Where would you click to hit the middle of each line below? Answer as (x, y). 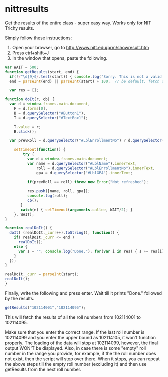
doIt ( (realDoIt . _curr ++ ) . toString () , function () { (65, 233)
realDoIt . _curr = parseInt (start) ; (42, 274)
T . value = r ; (28, 127)
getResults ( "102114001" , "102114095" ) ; (45, 307)
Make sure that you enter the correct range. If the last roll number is (75, 332)
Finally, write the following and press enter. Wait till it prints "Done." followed (84, 293)
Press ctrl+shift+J (31, 53)
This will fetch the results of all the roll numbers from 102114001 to (73, 317)
